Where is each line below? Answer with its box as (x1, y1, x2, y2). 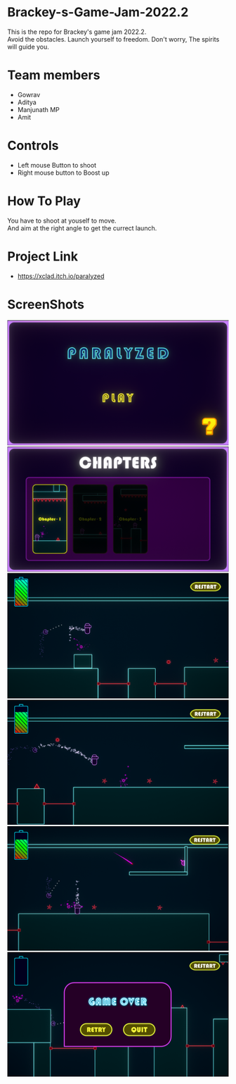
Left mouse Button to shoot (17, 161, 97, 169)
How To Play (7, 193, 81, 208)
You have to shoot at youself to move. (7, 216, 117, 225)
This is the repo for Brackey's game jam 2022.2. (7, 27, 147, 36)
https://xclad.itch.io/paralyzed (17, 272, 105, 280)
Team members (7, 68, 100, 83)
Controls (7, 138, 59, 154)
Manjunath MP (17, 105, 60, 113)
